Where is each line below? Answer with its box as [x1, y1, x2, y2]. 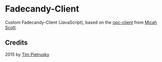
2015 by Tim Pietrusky [5, 51, 49, 57]
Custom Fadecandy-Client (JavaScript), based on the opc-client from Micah [5, 19, 157, 25]
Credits [5, 39, 28, 47]
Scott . [5, 24, 17, 30]
